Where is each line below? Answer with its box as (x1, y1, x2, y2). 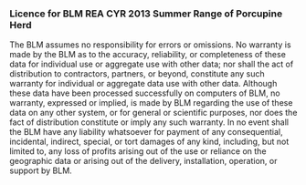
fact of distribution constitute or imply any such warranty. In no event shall (9, 117, 290, 128)
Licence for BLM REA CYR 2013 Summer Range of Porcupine (9, 7, 283, 20)
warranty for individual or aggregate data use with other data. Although (9, 78, 278, 89)
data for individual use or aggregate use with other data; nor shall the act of (9, 58, 294, 70)
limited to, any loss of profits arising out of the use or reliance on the (9, 146, 267, 157)
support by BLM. (9, 165, 73, 176)
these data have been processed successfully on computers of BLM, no (9, 87, 280, 98)
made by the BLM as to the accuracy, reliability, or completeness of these (9, 49, 286, 60)
